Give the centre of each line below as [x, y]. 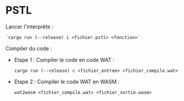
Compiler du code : [29, 48]
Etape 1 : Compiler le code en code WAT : [64, 60]
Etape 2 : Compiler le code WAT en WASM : [67, 82]
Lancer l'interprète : [29, 27]
